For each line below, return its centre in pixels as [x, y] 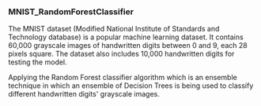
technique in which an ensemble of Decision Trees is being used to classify [131, 86]
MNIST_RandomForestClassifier [71, 12]
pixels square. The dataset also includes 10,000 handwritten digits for [121, 54]
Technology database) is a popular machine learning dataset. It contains [126, 37]
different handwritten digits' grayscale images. [84, 94]
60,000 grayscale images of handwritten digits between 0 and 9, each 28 [128, 46]
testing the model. [38, 62]
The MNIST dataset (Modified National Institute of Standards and [114, 29]
